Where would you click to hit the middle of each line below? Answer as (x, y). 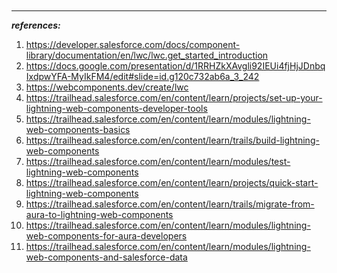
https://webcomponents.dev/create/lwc (107, 87)
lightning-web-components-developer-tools (116, 108)
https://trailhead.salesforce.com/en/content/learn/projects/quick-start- (172, 182)
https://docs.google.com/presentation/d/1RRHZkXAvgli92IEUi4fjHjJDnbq (175, 66)
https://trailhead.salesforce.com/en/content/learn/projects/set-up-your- (174, 97)
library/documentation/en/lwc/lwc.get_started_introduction (147, 55)
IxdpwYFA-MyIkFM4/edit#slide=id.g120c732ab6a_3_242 (142, 76)
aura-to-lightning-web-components (99, 214)
